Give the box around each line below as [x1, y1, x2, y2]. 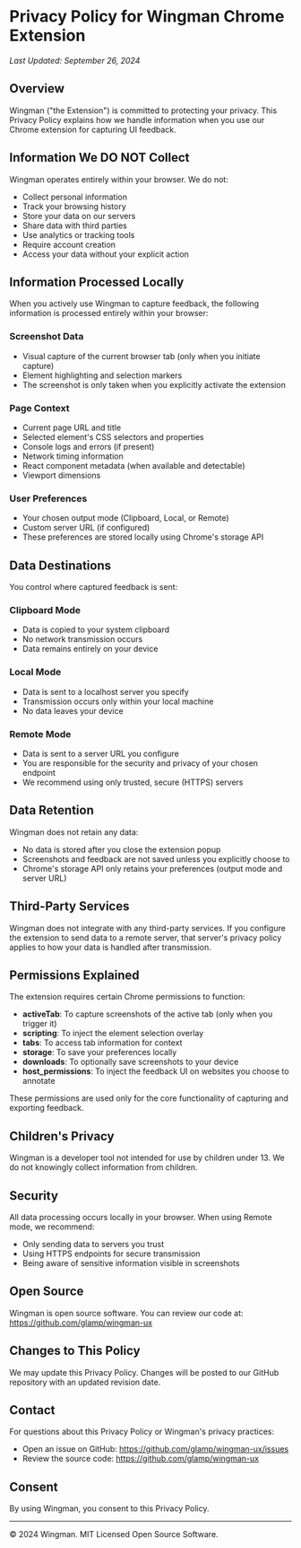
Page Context [9, 401, 70, 414]
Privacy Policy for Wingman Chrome [9, 6, 285, 27]
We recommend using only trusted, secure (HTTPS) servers [21, 777, 244, 787]
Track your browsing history [21, 200, 127, 212]
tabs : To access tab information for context [21, 1037, 183, 1048]
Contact [9, 1403, 56, 1418]
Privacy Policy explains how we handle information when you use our [9, 114, 265, 125]
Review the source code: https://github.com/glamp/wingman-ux [21, 1453, 260, 1464]
